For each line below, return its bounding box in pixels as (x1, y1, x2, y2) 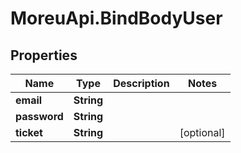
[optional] (179, 126, 226, 139)
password (15, 110, 64, 123)
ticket (15, 126, 43, 139)
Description (113, 77, 170, 90)
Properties (10, 47, 78, 64)
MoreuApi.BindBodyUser (10, 7, 223, 30)
